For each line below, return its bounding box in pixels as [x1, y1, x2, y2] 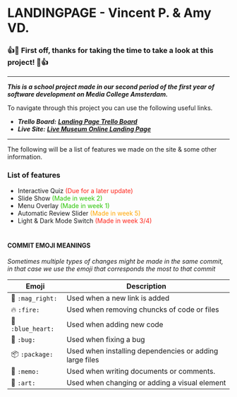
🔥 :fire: [11, 305, 40, 314]
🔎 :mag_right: [11, 293, 58, 303]
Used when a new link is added [66, 293, 170, 303]
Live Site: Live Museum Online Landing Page [17, 125, 152, 133]
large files [66, 355, 99, 365]
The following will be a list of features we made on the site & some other [7, 145, 217, 154]
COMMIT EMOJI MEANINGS [7, 241, 91, 250]
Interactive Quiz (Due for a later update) [17, 186, 133, 195]
